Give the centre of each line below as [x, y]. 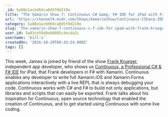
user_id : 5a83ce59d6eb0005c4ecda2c [42, 33]
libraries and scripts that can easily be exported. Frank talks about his [77, 93]
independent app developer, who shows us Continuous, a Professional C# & [83, 66]
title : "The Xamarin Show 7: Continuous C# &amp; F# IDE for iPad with [81, 14]
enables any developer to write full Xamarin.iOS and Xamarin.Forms [74, 77]
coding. [13, 109]
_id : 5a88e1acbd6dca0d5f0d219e [38, 10]
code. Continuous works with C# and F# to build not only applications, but [82, 87]
